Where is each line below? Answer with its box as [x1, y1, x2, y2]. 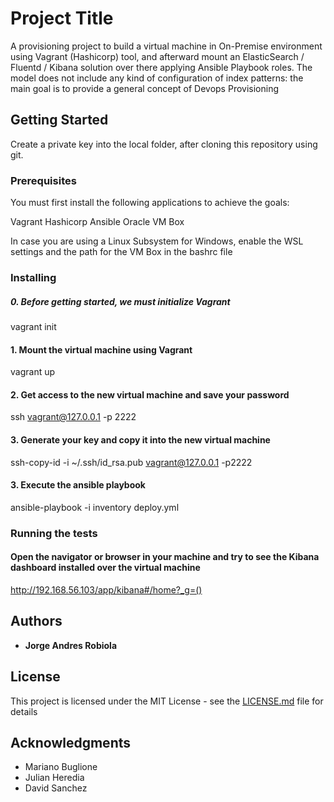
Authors [10, 613, 63, 630]
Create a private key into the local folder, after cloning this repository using [10, 138, 318, 150]
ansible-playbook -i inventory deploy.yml [10, 501, 180, 513]
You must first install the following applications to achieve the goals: [10, 197, 290, 209]
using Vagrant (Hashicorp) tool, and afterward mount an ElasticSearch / [10, 50, 305, 62]
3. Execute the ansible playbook [10, 479, 146, 491]
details [10, 705, 38, 717]
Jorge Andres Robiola [24, 639, 118, 651]
